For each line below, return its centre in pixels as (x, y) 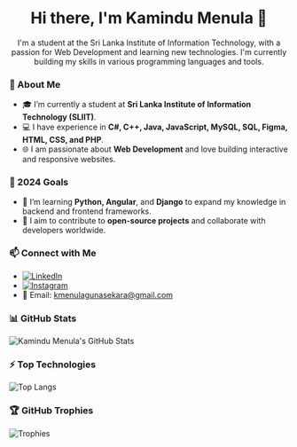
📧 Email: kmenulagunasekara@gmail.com (98, 294)
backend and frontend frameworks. (87, 211)
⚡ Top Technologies (52, 365)
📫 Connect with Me (53, 254)
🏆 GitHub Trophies (51, 411)
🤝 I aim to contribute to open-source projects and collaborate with (144, 220)
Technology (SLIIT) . (59, 117)
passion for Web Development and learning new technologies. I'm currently (149, 51)
